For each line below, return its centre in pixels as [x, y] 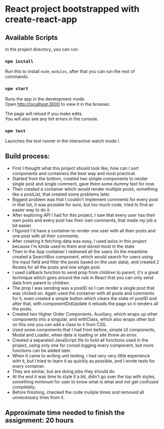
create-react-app [41, 19]
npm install [19, 61]
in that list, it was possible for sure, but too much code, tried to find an [83, 204]
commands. [17, 76]
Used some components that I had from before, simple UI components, [84, 329]
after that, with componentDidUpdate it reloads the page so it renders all [85, 303]
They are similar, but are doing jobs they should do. [64, 371]
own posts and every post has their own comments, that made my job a [84, 220]
